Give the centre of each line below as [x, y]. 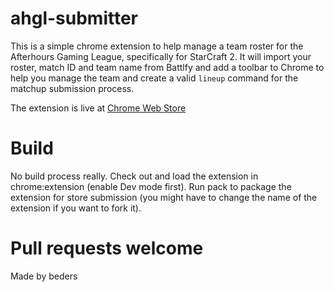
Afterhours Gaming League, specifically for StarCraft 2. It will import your [161, 56]
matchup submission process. [72, 88]
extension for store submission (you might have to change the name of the [164, 197]
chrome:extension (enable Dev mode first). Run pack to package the [151, 186]
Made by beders [44, 276]
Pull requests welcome [107, 248]
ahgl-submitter [74, 18]
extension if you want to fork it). [76, 208]
